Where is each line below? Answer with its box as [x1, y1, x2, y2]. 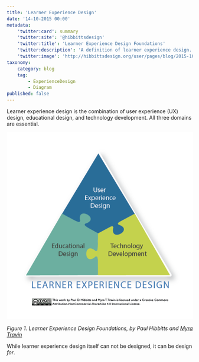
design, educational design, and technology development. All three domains [6, 114, 192, 121]
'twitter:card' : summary [17, 28, 79, 34]
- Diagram [28, 85, 52, 91]
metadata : [6, 22, 31, 28]
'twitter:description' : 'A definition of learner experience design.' [17, 47, 195, 53]
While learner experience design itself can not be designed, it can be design [6, 342, 193, 350]
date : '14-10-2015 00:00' [6, 15, 70, 22]
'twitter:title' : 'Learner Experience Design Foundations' [17, 41, 166, 47]
